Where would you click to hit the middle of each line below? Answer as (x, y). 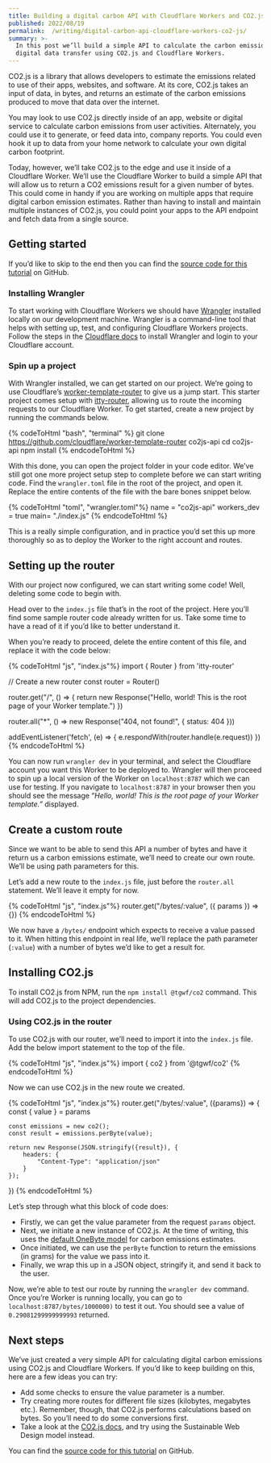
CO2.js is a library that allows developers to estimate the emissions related (132, 76)
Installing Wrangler (46, 293)
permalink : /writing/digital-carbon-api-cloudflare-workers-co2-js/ (128, 31)
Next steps (36, 1340)
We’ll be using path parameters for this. (74, 866)
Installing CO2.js (51, 973)
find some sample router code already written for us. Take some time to (127, 618)
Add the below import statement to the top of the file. (97, 1048)
